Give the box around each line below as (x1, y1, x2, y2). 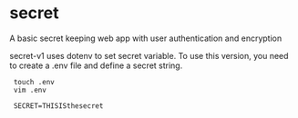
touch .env (13, 77, 55, 86)
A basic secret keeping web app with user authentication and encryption (9, 33, 283, 44)
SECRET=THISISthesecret (13, 101, 104, 111)
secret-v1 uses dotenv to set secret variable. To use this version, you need (9, 50, 289, 61)
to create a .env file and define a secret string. (9, 60, 183, 71)
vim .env (13, 85, 47, 94)
